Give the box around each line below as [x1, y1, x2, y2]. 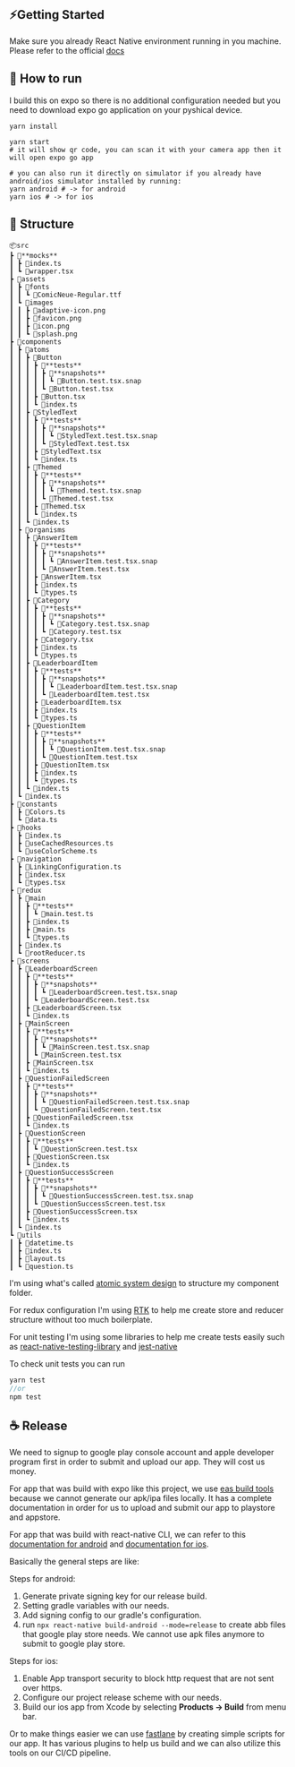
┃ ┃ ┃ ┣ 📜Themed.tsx [9, 502, 87, 511]
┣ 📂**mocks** [9, 252, 58, 261]
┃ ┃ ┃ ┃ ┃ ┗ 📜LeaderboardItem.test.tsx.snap [9, 682, 178, 691]
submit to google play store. [21, 1638, 126, 1649]
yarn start [9, 137, 50, 146]
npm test [9, 1393, 42, 1402]
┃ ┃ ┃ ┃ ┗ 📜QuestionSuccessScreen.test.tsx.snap [9, 1192, 194, 1201]
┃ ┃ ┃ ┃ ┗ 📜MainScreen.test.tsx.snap [9, 1042, 150, 1052]
